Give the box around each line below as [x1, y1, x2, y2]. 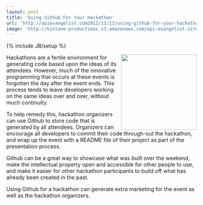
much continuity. [6, 99, 48, 106]
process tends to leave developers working [6, 86, 114, 94]
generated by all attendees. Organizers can [6, 123, 114, 131]
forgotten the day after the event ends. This [6, 80, 115, 87]
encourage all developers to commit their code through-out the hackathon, [6, 130, 193, 137]
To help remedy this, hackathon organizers [6, 111, 113, 118]
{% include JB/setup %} [6, 42, 66, 50]
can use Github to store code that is [6, 117, 95, 125]
